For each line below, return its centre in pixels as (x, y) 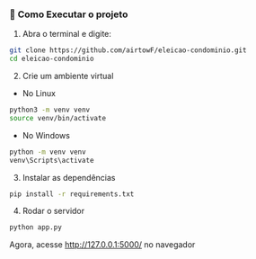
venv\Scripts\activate (52, 160)
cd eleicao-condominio (52, 59)
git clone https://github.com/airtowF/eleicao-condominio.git (128, 50)
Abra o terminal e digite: (67, 34)
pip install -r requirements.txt (72, 194)
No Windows (46, 135)
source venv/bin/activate (57, 118)
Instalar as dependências (69, 177)
